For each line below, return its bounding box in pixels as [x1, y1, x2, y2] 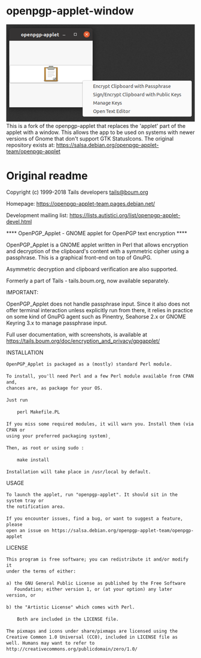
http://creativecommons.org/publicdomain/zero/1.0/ [6, 646, 138, 653]
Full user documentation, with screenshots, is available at [6, 331, 148, 339]
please [6, 522, 23, 528]
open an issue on [6, 528, 50, 534]
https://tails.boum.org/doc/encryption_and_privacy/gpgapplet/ [6, 337, 160, 345]
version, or [6, 592, 36, 599]
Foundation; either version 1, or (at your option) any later [14, 586, 172, 593]
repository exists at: [6, 142, 55, 149]
